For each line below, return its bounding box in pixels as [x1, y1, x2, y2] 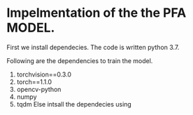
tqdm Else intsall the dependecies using [16, 100, 132, 108]
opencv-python [16, 85, 62, 93]
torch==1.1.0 [16, 77, 52, 86]
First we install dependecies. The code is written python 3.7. [6, 43, 180, 51]
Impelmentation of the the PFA [6, 5, 187, 21]
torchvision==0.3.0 [16, 70, 71, 79]
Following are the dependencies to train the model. [6, 56, 153, 65]
